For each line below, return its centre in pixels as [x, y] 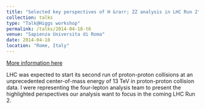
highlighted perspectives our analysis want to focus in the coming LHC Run [101, 94]
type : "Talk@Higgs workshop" [43, 23]
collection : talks [30, 18]
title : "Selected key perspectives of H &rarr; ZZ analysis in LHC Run [99, 12]
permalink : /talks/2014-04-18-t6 [49, 29]
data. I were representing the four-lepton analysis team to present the [94, 87]
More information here [34, 63]
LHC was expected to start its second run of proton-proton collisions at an [100, 74]
